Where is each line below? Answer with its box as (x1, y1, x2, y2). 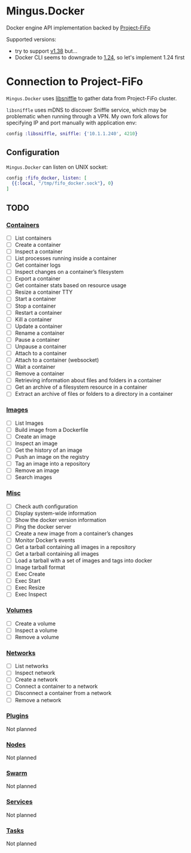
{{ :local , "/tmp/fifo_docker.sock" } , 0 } (11, 180, 114, 187)
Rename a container (14, 329, 65, 336)
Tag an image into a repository (14, 460, 90, 467)
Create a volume (14, 620, 56, 627)
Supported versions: (6, 35, 57, 43)
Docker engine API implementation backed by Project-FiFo (6, 24, 151, 31)
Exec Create (14, 571, 46, 578)
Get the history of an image (14, 446, 83, 454)
